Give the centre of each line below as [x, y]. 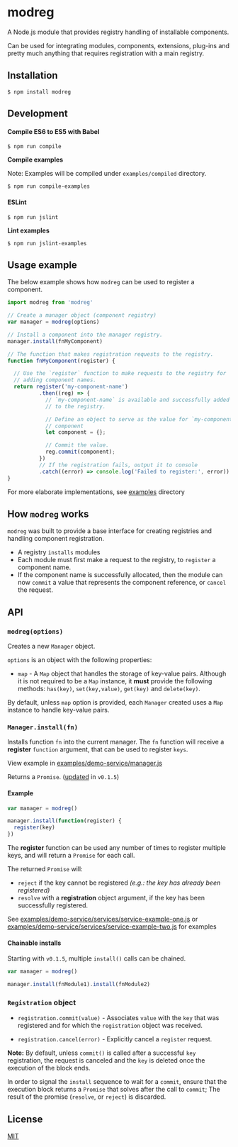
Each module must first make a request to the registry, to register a [117, 560]
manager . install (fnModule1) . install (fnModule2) [79, 985]
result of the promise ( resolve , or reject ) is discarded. [87, 1097]
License [25, 1119]
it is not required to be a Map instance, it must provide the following [115, 681]
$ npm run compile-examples [49, 186]
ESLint [17, 202]
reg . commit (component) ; [80, 452]
